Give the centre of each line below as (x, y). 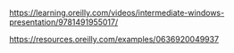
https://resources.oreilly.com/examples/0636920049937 (114, 39)
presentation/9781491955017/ (64, 22)
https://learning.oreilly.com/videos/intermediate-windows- (117, 13)
